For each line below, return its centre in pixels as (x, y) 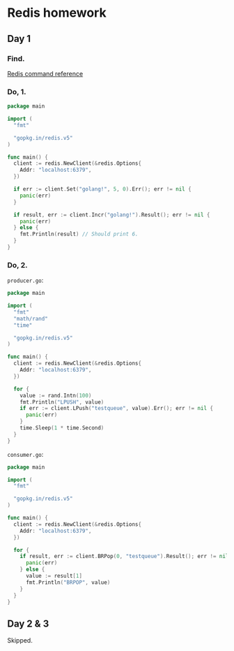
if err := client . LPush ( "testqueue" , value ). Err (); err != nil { (117, 409)
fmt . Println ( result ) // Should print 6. (79, 234)
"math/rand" (31, 319)
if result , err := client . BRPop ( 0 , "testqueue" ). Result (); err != (118, 557)
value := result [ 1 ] (54, 576)
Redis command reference (45, 73)
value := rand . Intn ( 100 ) (56, 395)
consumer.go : (25, 454)
